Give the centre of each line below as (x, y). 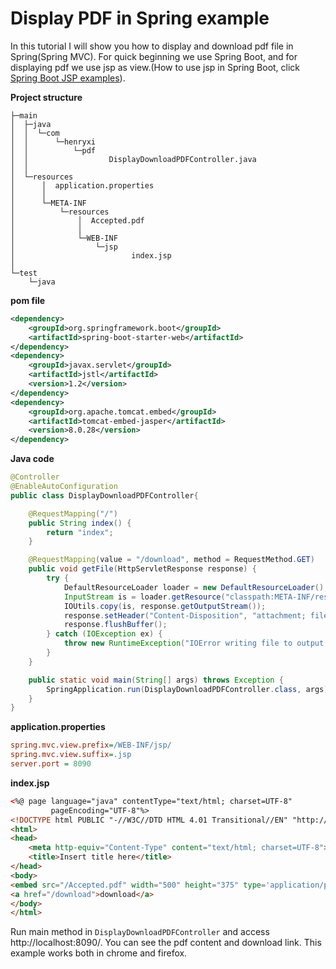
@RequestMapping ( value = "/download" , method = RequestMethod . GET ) (171, 560)
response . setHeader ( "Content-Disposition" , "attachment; (185, 615)
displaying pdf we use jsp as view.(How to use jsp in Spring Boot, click (155, 67)
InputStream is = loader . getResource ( (144, 597)
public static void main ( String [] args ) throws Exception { (156, 680)
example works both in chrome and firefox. (99, 953)
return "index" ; (80, 532)
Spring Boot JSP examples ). (68, 78)
